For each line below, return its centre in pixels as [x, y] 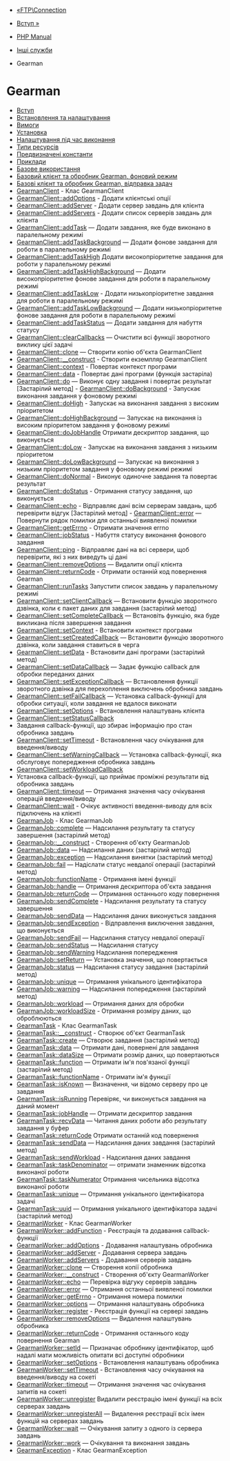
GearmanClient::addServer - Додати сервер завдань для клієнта [110, 205]
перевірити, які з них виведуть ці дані [72, 557]
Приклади [31, 161]
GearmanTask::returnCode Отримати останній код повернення [107, 1135]
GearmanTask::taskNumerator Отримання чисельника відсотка [108, 1179]
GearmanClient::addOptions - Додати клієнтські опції [94, 198]
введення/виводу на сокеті [56, 1377]
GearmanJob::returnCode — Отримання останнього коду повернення [118, 893]
